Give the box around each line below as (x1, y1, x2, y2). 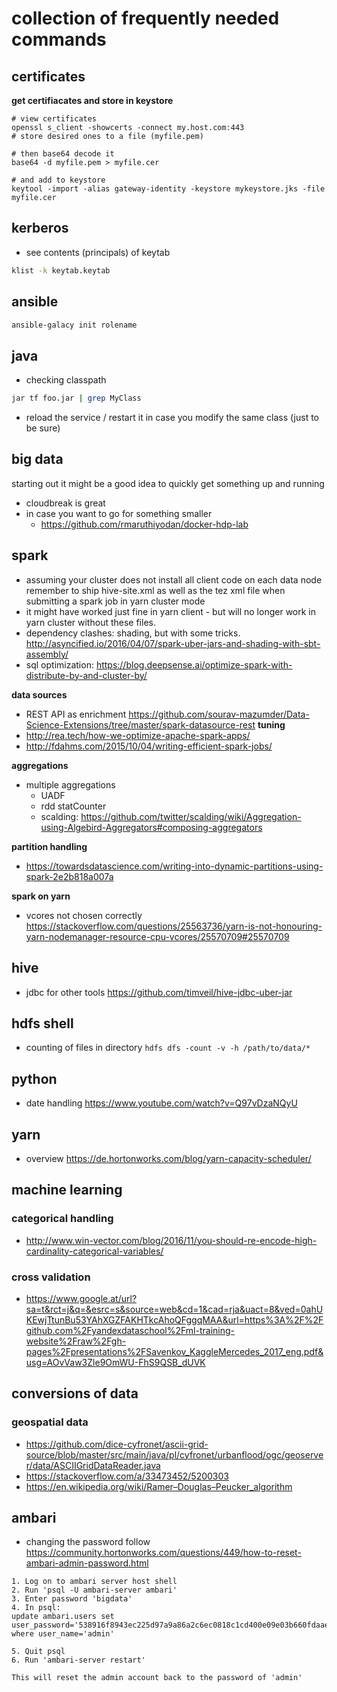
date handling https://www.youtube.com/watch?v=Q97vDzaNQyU (25, 1097, 298, 1109)
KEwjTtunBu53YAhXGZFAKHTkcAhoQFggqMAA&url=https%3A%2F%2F (25, 1313, 324, 1326)
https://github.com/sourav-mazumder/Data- (128, 708, 310, 720)
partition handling (11, 840, 88, 852)
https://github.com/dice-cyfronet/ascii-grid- (25, 1438, 209, 1450)
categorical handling (11, 1212, 114, 1226)
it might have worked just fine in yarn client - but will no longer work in (25, 605, 317, 617)
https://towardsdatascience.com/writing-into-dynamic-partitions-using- (25, 860, 324, 872)
